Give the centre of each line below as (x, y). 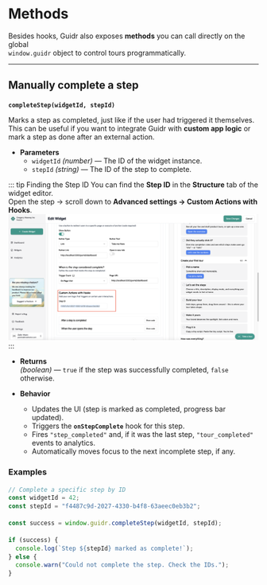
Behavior (35, 394)
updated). (48, 418)
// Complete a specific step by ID (67, 489)
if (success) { (33, 540)
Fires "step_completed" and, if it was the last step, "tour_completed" (143, 435)
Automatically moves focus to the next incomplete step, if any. (133, 451)
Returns (33, 361)
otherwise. (37, 378)
